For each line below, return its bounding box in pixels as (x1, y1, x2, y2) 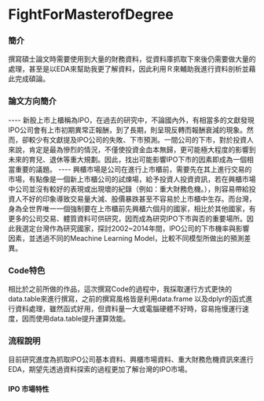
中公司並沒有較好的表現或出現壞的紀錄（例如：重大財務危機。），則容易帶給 (8, 184, 249, 194)
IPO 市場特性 (8, 384, 49, 393)
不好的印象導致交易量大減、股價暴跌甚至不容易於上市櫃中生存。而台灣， (21, 194, 256, 203)
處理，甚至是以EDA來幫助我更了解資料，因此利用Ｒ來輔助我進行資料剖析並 (8, 65, 249, 74)
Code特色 (8, 265, 46, 276)
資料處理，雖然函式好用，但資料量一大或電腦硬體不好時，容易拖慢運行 (14, 304, 242, 314)
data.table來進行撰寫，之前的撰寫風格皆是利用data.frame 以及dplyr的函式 (8, 294, 246, 304)
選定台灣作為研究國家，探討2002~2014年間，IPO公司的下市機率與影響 (21, 223, 250, 233)
